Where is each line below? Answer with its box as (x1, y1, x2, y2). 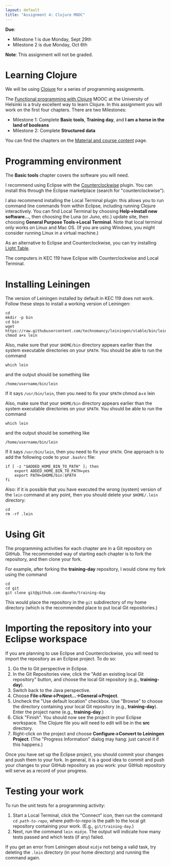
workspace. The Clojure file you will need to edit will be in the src (12, 720, 150, 726)
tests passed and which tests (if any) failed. (12, 834, 104, 840)
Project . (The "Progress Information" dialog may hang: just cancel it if (12, 736, 159, 743)
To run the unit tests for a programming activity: (5, 802, 105, 809)
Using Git (5, 529, 45, 540)
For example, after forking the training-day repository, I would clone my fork (5, 566, 166, 572)
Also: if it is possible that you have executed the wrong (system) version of (5, 486, 162, 492)
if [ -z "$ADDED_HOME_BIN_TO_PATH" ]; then (5, 464, 99, 469)
